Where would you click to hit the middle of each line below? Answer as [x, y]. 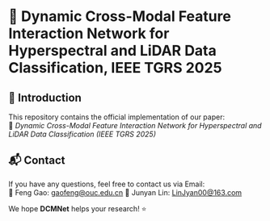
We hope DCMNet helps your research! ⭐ [78, 208]
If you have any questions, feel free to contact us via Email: [107, 184]
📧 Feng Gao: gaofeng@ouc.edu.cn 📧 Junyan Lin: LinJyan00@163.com [125, 192]
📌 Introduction [45, 97]
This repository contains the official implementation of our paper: [116, 117]
